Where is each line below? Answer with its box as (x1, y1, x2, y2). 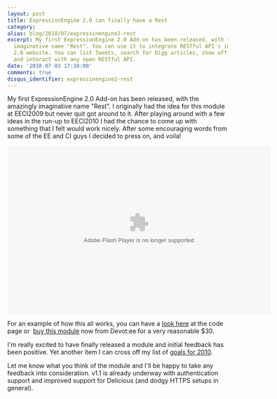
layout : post (7, 10, 46, 18)
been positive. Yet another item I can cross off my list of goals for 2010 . (7, 348, 213, 356)
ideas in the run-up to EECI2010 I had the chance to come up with (7, 117, 198, 126)
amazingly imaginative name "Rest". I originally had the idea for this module (7, 102, 226, 111)
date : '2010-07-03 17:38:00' (7, 62, 93, 69)
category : (7, 23, 36, 30)
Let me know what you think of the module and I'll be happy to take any (7, 362, 214, 370)
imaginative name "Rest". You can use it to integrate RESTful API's (13, 43, 221, 50)
